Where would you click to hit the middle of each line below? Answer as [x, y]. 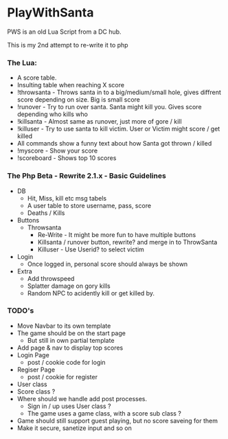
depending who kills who [52, 114]
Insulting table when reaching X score [71, 85]
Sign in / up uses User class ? [69, 406]
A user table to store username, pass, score [89, 205]
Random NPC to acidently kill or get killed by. [91, 293]
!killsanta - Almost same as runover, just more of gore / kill [99, 122]
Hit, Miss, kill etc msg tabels [67, 198]
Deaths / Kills [46, 213]
